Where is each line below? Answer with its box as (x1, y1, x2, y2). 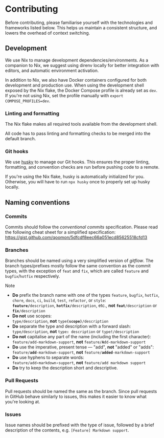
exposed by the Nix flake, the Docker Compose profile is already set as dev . (5, 87, 158, 93)
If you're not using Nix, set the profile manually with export (5, 92, 123, 98)
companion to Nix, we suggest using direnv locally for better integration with (5, 62, 160, 68)
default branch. (5, 136, 36, 142)
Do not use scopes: (12, 313, 52, 319)
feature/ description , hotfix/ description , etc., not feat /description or (12, 303, 157, 308)
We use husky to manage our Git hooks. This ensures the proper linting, (5, 159, 150, 165)
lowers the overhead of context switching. (5, 30, 90, 36)
